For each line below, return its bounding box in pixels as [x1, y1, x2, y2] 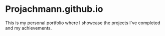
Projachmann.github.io [5, 3, 104, 15]
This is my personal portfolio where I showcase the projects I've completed [5, 20, 160, 26]
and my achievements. [5, 25, 52, 31]
